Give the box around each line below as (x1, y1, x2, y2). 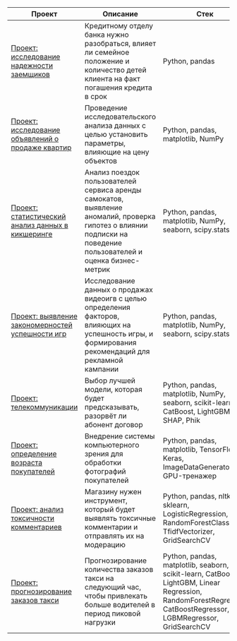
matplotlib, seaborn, (162, 561, 229, 570)
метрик (84, 265, 111, 274)
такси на (84, 573, 114, 583)
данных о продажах (84, 285, 153, 294)
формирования (84, 338, 137, 347)
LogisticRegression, (162, 509, 229, 518)
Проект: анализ (11, 505, 64, 514)
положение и (84, 56, 130, 66)
